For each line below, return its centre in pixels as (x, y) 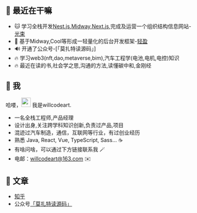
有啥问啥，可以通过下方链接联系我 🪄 (59, 149)
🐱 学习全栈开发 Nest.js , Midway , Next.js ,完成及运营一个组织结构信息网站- (103, 26)
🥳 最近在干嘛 (29, 11)
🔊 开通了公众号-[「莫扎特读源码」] (55, 48)
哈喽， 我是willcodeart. (39, 105)
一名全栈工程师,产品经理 (44, 118)
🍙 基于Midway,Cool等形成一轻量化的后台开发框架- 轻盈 (81, 41)
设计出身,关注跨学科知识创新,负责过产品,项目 (69, 125)
